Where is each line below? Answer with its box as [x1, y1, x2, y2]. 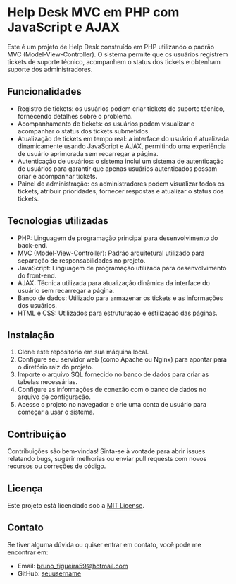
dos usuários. [17, 301, 58, 309]
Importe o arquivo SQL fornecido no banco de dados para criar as [17, 370, 209, 379]
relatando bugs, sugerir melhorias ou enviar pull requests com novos [7, 455, 207, 463]
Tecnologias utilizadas [7, 215, 108, 227]
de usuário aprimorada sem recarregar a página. [17, 149, 159, 157]
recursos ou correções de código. [7, 462, 106, 470]
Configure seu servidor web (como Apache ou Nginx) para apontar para [17, 355, 228, 364]
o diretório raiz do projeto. [17, 363, 94, 371]
